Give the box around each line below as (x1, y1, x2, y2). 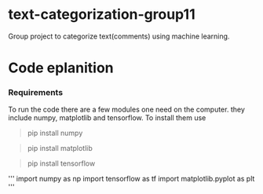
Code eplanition (8, 59, 114, 77)
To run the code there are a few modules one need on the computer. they (8, 104, 246, 115)
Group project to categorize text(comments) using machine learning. (8, 31, 230, 41)
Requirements (8, 87, 64, 98)
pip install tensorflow (27, 159, 96, 168)
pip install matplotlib (27, 144, 93, 153)
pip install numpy (27, 128, 83, 138)
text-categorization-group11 (8, 5, 195, 24)
